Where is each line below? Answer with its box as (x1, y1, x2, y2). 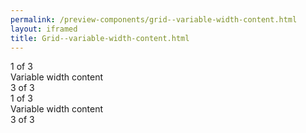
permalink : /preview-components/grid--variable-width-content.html (10, 14, 298, 25)
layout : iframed (10, 24, 78, 34)
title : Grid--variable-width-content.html (10, 33, 190, 43)
